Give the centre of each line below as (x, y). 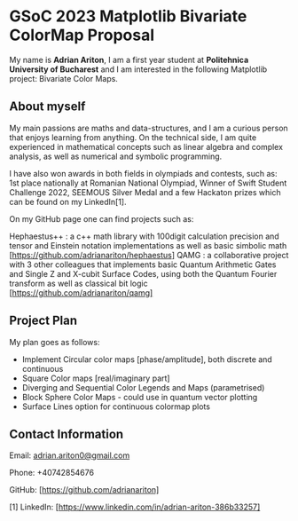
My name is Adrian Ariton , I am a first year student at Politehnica (129, 59)
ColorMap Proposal (82, 35)
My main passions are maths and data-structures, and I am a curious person (149, 128)
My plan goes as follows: (55, 342)
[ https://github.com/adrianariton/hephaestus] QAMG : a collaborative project (149, 255)
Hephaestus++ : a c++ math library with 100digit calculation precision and (144, 236)
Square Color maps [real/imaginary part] (96, 378)
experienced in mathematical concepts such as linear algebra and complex (146, 146)
